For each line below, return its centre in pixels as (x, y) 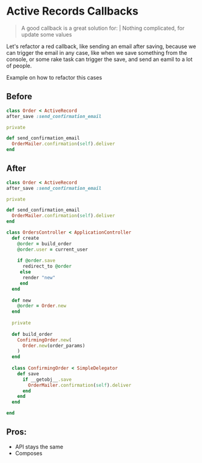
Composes (29, 453)
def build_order (32, 334)
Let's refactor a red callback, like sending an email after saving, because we (101, 46)
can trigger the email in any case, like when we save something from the (97, 52)
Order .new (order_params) (54, 346)
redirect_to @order (47, 266)
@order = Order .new (42, 306)
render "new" (39, 278)
